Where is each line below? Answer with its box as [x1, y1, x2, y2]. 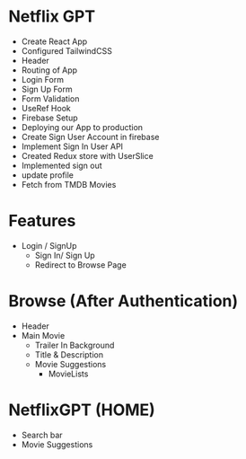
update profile [21, 169, 74, 181]
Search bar [21, 429, 64, 440]
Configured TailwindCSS [21, 45, 113, 56]
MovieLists [48, 368, 89, 379]
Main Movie [21, 330, 66, 340]
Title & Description [34, 349, 104, 360]
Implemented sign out [21, 160, 102, 171]
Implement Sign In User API [21, 141, 123, 152]
